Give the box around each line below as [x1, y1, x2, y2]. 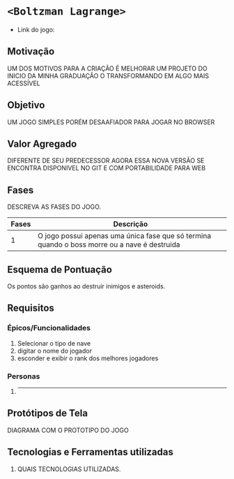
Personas [7, 371, 40, 381]
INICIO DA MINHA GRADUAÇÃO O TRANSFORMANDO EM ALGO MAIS [7, 71, 209, 80]
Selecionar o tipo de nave [17, 339, 91, 347]
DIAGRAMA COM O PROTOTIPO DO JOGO [7, 426, 129, 434]
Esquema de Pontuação [7, 263, 113, 275]
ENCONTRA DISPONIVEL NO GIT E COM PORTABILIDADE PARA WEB [7, 164, 206, 172]
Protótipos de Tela [7, 407, 88, 420]
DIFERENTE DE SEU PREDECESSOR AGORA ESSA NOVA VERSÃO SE [7, 156, 205, 165]
